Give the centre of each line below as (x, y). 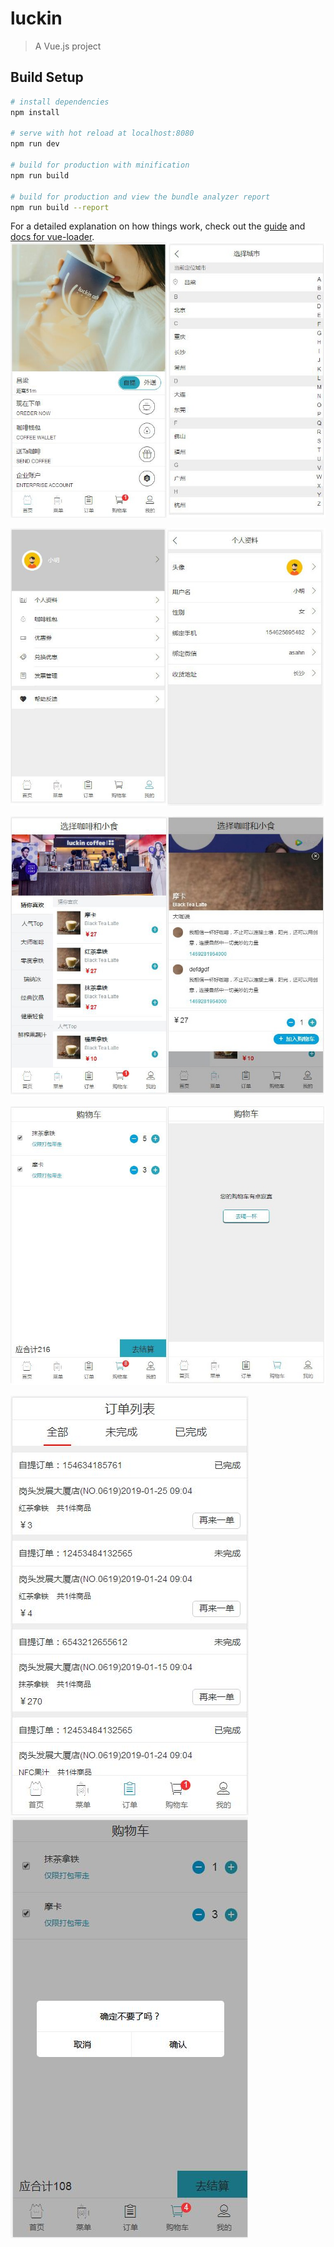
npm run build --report (60, 207)
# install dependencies (60, 102)
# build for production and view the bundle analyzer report (140, 197)
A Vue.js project (68, 46)
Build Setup (47, 77)
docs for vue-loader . (52, 237)
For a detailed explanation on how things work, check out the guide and (158, 226)
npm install (35, 112)
